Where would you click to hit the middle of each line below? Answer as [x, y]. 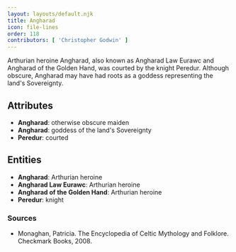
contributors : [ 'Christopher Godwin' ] [68, 40]
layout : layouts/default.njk [50, 14]
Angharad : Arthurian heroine [60, 177]
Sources [22, 218]
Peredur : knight [40, 199]
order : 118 [23, 34]
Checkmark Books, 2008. [55, 241]
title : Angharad [31, 21]
